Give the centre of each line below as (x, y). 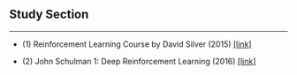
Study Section (49, 15)
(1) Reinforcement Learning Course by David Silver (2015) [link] (137, 44)
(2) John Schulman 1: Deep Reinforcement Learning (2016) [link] (139, 61)
